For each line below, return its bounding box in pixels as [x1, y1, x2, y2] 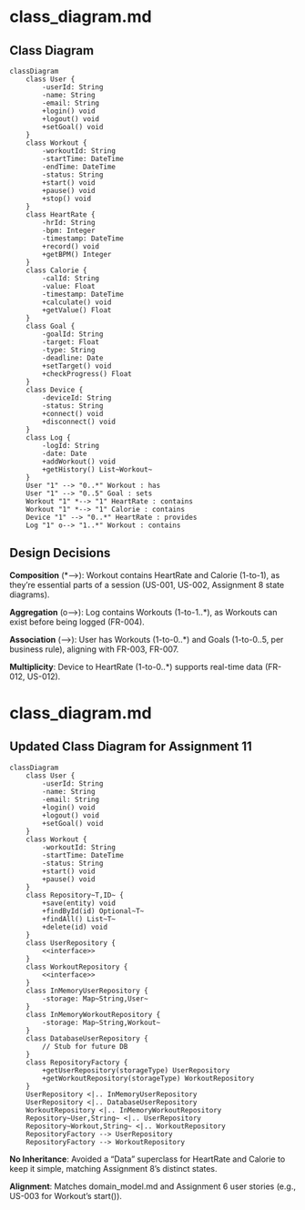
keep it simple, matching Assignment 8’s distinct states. [9, 1163, 218, 1174]
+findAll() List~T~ [42, 914, 117, 923]
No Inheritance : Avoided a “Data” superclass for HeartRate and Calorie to [9, 1154, 286, 1164]
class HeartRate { [25, 210, 96, 219]
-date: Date [42, 449, 88, 458]
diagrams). [9, 589, 50, 600]
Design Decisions [9, 545, 111, 561]
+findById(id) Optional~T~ [42, 906, 145, 916]
